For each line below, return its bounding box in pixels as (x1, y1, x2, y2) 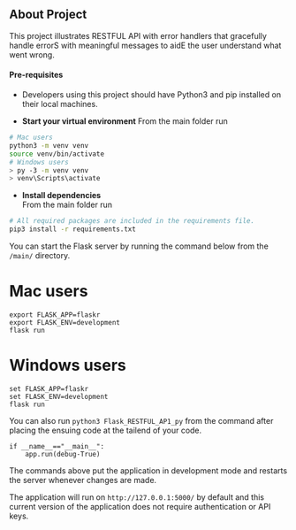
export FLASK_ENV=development (9, 318, 121, 326)
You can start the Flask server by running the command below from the (9, 241, 269, 251)
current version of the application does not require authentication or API (9, 501, 271, 511)
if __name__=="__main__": (9, 442, 104, 450)
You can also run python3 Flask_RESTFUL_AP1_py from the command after (9, 415, 274, 426)
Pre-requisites (9, 70, 64, 81)
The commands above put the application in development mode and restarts (9, 465, 288, 476)
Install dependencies (21, 190, 102, 201)
